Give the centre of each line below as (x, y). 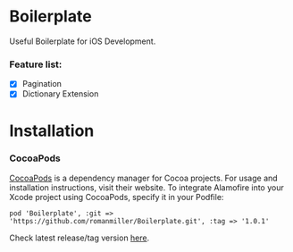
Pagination (42, 84)
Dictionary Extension (60, 94)
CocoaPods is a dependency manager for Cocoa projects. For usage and (144, 178)
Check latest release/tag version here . (80, 238)
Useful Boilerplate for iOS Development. (83, 41)
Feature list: (36, 64)
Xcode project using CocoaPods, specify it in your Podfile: (117, 197)
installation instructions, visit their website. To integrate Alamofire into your (146, 187)
